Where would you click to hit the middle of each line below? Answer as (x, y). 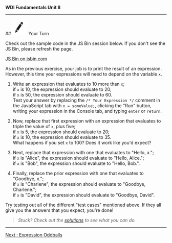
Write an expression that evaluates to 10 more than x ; (69, 84)
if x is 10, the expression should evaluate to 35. (62, 137)
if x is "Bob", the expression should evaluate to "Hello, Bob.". (76, 163)
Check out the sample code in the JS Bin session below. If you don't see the (85, 43)
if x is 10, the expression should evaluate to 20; (62, 89)
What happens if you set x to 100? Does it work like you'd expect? (82, 143)
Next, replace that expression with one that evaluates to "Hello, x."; (83, 152)
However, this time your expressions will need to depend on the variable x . (84, 74)
